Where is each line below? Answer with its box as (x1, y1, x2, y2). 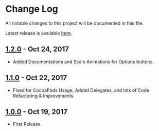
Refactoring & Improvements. (12, 92, 75, 99)
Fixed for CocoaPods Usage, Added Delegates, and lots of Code (12, 87, 150, 93)
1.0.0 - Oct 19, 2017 (5, 107, 68, 116)
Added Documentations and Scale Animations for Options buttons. (12, 59, 154, 65)
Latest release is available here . (5, 30, 72, 36)
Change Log (5, 3, 58, 15)
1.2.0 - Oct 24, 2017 (5, 45, 69, 54)
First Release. (12, 121, 42, 127)
